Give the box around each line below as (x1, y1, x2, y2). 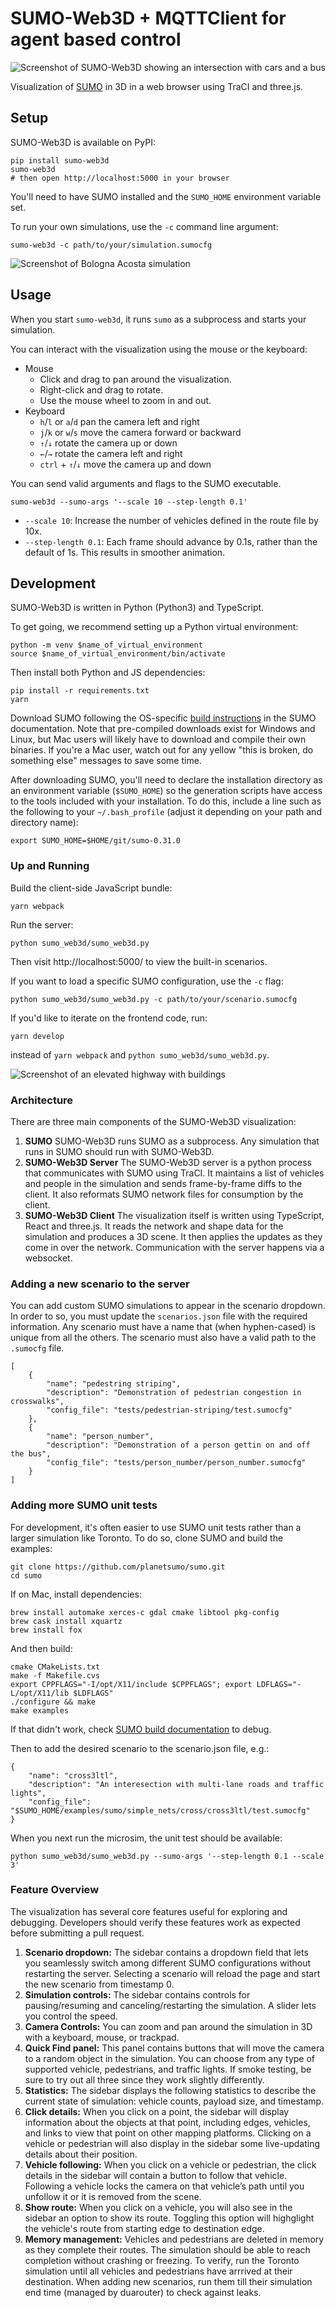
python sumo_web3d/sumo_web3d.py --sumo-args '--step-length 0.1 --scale (10, 1851, 325, 1861)
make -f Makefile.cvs (10, 1670, 101, 1681)
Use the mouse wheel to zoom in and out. (39, 394, 212, 406)
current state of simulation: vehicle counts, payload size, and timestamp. (24, 2095, 325, 2107)
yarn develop (10, 1031, 65, 1041)
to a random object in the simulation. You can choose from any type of (24, 2052, 316, 2064)
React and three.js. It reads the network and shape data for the (24, 1220, 284, 1232)
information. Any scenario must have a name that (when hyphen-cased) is (10, 1321, 316, 1333)
